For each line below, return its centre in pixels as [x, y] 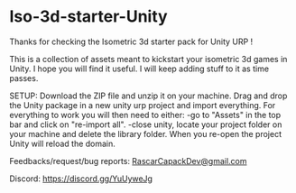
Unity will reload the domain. [62, 143]
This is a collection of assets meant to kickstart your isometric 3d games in [148, 59]
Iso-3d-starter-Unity [89, 17]
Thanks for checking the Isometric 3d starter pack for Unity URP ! [131, 41]
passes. [24, 78]
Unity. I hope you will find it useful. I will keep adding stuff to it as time [139, 69]
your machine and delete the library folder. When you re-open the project [146, 133]
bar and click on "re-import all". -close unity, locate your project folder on [146, 124]
